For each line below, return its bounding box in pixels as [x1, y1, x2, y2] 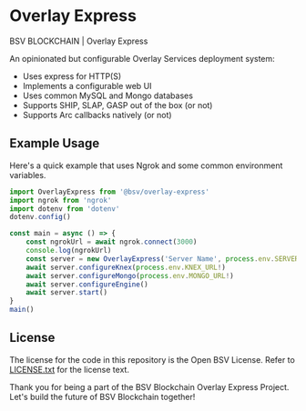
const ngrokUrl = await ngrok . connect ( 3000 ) [25, 237, 198, 246]
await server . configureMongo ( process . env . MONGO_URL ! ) [25, 271, 234, 280]
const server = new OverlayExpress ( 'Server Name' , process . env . [25, 254, 275, 264]
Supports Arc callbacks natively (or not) [22, 109, 172, 120]
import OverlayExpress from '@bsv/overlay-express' [9, 187, 209, 196]
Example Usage [9, 135, 100, 151]
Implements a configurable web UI [22, 80, 152, 91]
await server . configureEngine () [25, 279, 148, 289]
